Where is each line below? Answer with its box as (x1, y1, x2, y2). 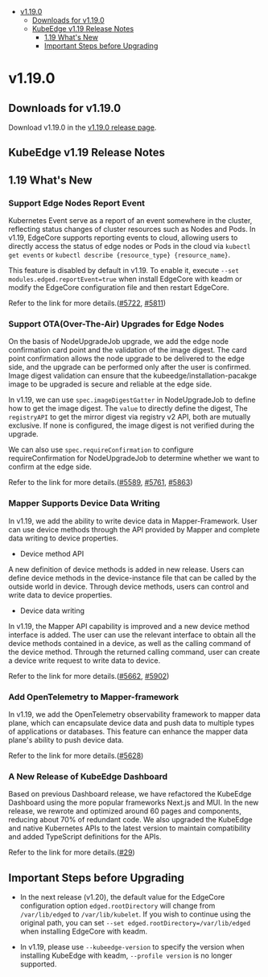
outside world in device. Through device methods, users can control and (8, 582, 249, 591)
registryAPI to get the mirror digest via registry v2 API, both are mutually (8, 412, 251, 422)
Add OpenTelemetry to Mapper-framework (8, 691, 179, 702)
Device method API (19, 549, 85, 558)
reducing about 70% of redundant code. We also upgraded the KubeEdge (8, 815, 253, 825)
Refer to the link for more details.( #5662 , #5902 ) (8, 671, 170, 681)
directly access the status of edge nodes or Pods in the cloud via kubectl (8, 242, 251, 251)
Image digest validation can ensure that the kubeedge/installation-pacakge (8, 371, 258, 381)
